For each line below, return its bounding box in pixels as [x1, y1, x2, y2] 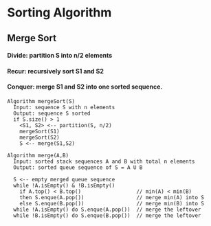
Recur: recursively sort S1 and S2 [7, 67, 104, 75]
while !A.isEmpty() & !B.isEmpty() [13, 182, 115, 189]
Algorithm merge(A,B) [7, 152, 69, 159]
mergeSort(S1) [19, 128, 60, 135]
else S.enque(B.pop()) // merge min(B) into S [19, 200, 205, 207]
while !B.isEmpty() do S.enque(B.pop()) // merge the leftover [13, 212, 201, 219]
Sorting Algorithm [7, 5, 112, 21]
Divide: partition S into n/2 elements [7, 52, 113, 60]
